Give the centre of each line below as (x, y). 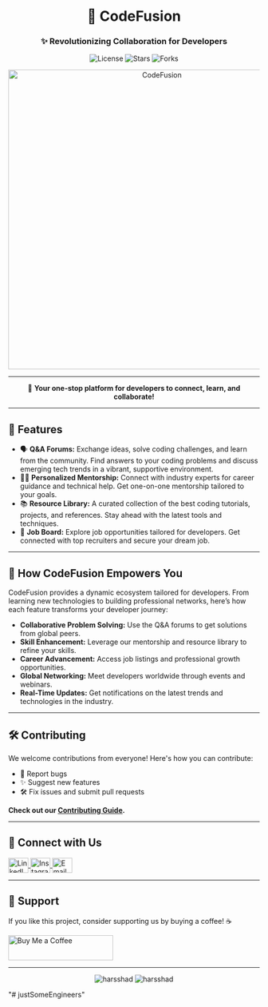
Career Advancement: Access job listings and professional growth (130, 659)
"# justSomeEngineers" (47, 994)
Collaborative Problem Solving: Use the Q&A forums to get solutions (133, 625)
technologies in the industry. (67, 702)
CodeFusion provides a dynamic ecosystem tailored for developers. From (129, 593)
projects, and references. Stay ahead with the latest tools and (120, 515)
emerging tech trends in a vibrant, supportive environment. (116, 469)
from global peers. (50, 634)
